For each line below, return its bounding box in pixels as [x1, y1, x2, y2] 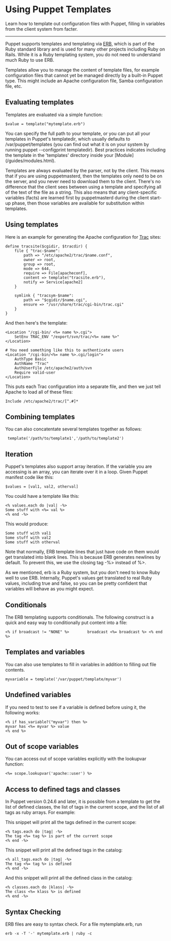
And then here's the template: [5, 319, 68, 326]
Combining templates [5, 412, 75, 421]
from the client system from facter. [5, 26, 78, 32]
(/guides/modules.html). [5, 157, 56, 164]
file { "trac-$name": [14, 248, 60, 254]
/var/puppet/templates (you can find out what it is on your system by [5, 141, 149, 147]
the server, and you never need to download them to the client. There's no [5, 178, 161, 185]
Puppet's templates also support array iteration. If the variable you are [5, 464, 152, 470]
